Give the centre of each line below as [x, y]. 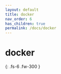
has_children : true [25, 24]
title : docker [20, 14]
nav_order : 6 [19, 19]
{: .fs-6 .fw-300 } [23, 67]
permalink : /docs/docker [31, 28]
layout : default [22, 10]
